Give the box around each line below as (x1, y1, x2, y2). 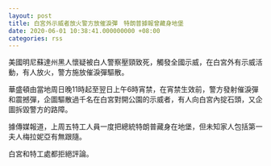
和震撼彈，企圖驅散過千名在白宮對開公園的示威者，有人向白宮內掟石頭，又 (8, 94, 256, 105)
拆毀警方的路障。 (15, 105, 73, 114)
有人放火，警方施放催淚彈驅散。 (22, 68, 129, 77)
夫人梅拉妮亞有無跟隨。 (8, 132, 86, 142)
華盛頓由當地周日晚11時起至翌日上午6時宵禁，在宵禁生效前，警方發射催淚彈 (8, 85, 260, 94)
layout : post (8, 11, 52, 20)
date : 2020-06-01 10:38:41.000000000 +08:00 (8, 27, 161, 35)
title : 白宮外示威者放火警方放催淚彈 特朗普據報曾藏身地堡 (8, 19, 184, 27)
